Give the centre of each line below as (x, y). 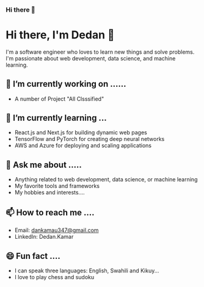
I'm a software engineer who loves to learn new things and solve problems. (100, 52)
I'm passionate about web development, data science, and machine (91, 58)
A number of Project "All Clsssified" (59, 99)
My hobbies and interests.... (49, 192)
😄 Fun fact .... (33, 256)
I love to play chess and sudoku (54, 277)
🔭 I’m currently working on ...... (66, 84)
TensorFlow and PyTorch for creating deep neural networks (89, 139)
